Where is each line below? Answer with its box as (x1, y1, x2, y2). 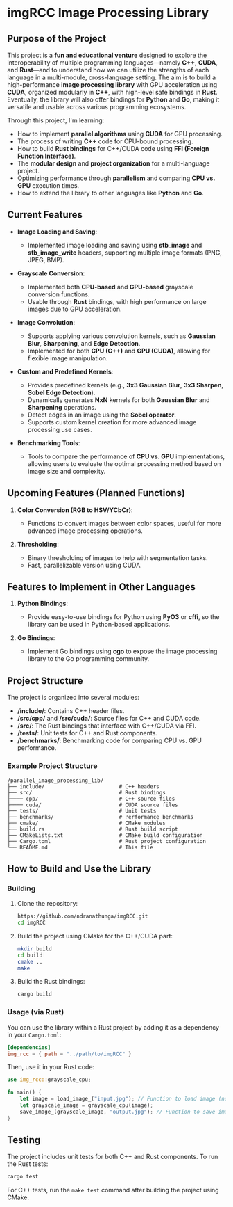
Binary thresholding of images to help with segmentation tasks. (27, 553, 208, 561)
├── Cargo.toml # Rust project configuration (7, 838, 207, 845)
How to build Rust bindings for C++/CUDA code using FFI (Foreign (17, 145, 209, 152)
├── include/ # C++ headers (7, 783, 159, 790)
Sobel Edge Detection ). (27, 388, 96, 397)
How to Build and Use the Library (7, 863, 152, 874)
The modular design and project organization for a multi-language (17, 159, 210, 168)
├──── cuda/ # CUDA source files (7, 801, 178, 808)
